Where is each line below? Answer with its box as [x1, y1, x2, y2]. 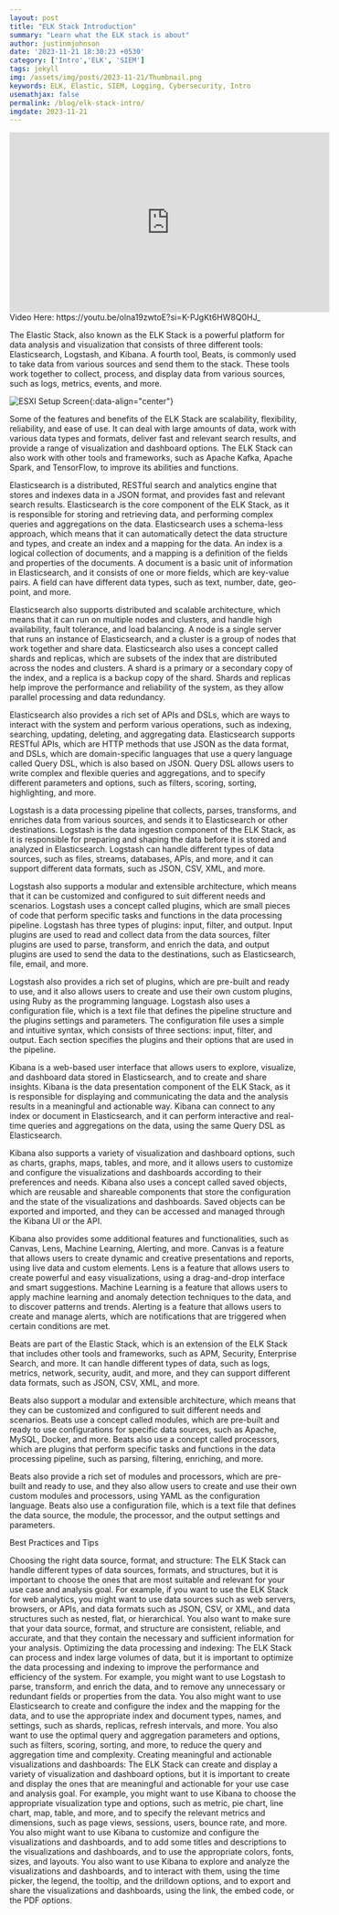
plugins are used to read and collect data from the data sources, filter [9, 930, 271, 941]
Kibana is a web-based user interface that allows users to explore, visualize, [9, 1062, 297, 1073]
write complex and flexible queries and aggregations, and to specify [9, 768, 266, 779]
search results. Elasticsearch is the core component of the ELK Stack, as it [9, 499, 290, 510]
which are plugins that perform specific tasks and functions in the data [9, 1443, 276, 1454]
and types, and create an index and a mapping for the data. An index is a [9, 538, 283, 549]
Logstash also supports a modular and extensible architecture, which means [9, 881, 297, 892]
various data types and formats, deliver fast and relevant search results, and [9, 433, 297, 444]
